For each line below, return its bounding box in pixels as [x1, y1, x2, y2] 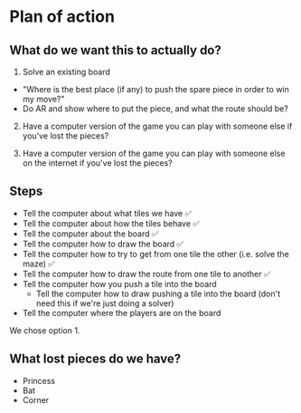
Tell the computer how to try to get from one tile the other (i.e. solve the [22, 248, 289, 259]
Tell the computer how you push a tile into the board [22, 278, 217, 289]
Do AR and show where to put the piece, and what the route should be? [22, 103, 289, 114]
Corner [22, 394, 50, 405]
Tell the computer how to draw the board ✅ [22, 238, 183, 249]
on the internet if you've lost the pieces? [22, 158, 174, 168]
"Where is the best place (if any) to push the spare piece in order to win [22, 84, 289, 94]
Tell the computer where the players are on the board [22, 307, 221, 318]
